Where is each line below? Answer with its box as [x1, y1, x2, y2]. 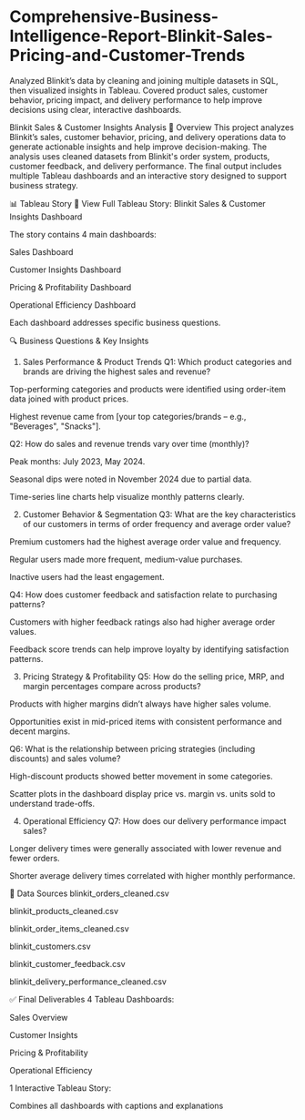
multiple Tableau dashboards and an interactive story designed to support [9, 170, 287, 181]
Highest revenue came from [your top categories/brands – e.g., [9, 411, 247, 422]
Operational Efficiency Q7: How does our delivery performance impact [22, 815, 287, 826]
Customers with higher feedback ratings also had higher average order [9, 616, 276, 627]
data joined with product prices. [9, 393, 129, 404]
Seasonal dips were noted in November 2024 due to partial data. [9, 473, 252, 484]
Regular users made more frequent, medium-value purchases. [9, 554, 243, 565]
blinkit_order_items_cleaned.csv [9, 922, 129, 934]
